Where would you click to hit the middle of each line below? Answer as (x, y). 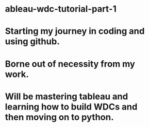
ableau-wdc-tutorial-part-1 (61, 9)
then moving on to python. (59, 117)
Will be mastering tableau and (66, 96)
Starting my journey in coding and (75, 31)
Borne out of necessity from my (70, 64)
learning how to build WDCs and (71, 107)
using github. (32, 42)
